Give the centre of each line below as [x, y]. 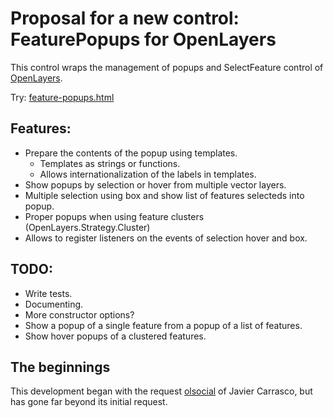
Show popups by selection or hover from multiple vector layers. [155, 184]
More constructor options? [79, 314]
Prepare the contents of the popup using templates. [131, 153]
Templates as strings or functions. [110, 163]
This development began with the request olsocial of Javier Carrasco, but [161, 391]
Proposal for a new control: [125, 18]
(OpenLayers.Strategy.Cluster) [87, 227]
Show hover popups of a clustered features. [115, 336]
